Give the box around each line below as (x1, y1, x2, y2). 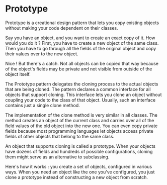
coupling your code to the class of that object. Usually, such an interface (5, 97, 156, 103)
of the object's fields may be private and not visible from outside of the (5, 66, 152, 72)
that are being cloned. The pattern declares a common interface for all (5, 86, 151, 92)
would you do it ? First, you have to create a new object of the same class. (5, 40, 159, 46)
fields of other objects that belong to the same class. (5, 133, 115, 139)
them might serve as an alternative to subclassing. (5, 154, 110, 160)
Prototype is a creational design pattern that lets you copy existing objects (5, 20, 159, 26)
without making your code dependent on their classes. (5, 25, 118, 31)
